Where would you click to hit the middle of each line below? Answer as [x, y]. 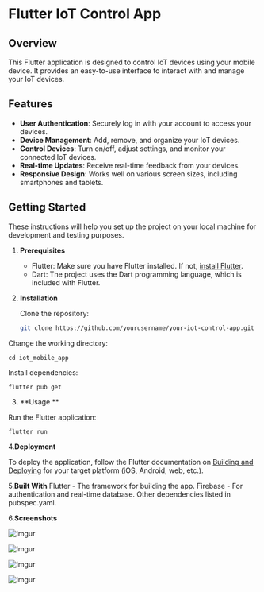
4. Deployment [32, 447]
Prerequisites [42, 250]
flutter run [28, 431]
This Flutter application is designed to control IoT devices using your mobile [132, 62]
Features [31, 104]
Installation [38, 298]
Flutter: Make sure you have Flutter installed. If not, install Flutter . [137, 265]
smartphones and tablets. [61, 182]
